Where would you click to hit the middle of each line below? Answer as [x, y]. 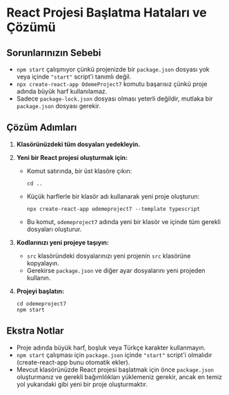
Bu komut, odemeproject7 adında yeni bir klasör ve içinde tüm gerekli [124, 221]
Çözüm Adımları [42, 128]
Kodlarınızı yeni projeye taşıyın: [63, 242]
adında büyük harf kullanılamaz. [62, 91]
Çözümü [31, 27]
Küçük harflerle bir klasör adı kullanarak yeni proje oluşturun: [113, 196]
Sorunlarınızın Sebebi [54, 53]
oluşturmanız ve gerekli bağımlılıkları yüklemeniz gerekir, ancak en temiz [119, 376]
